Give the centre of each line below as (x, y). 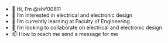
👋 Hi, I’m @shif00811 (36, 9)
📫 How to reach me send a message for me (65, 34)
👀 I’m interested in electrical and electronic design (72, 15)
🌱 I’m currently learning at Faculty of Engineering (71, 21)
